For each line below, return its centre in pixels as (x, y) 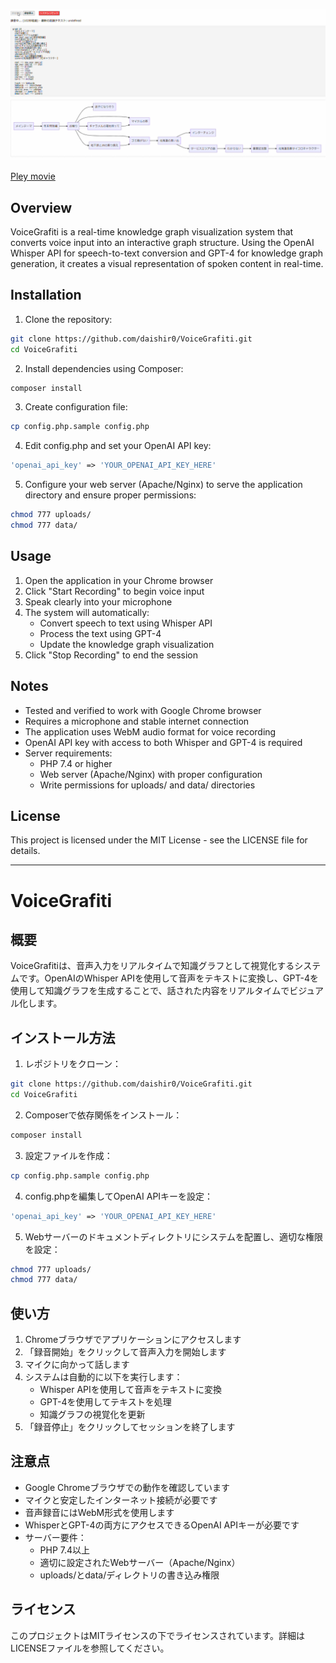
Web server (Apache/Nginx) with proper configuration (151, 774)
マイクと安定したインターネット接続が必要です (121, 1500)
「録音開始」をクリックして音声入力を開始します (125, 1352)
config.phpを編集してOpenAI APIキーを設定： (119, 1196)
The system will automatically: (87, 612)
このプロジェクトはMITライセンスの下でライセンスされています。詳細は (158, 1635)
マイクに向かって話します (77, 1365)
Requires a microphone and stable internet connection (137, 721)
